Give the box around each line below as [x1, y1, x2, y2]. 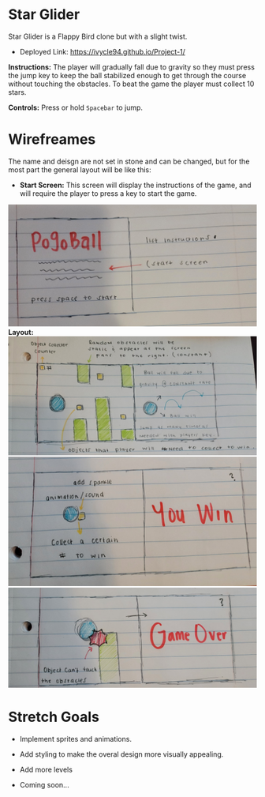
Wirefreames [8, 130, 96, 148]
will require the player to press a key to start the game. [19, 188, 197, 198]
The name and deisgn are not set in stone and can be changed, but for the [8, 156, 250, 166]
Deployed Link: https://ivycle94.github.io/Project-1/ [19, 47, 185, 56]
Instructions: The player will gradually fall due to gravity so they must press [8, 62, 255, 72]
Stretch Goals [8, 708, 100, 726]
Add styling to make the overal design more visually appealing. [19, 749, 224, 759]
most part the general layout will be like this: [8, 164, 151, 175]
